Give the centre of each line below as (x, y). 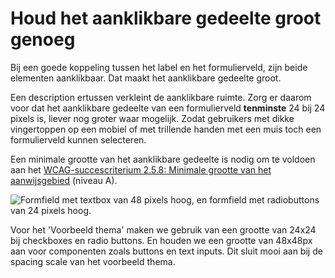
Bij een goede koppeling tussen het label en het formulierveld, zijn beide (159, 67)
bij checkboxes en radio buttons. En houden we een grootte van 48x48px (161, 240)
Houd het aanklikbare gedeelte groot (166, 18)
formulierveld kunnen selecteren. (78, 139)
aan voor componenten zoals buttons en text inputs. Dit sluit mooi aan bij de (166, 251)
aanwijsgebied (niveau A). (64, 180)
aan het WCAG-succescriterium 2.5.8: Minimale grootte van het (141, 169)
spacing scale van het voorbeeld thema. (93, 261)
